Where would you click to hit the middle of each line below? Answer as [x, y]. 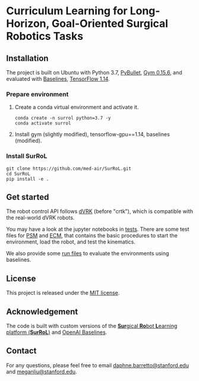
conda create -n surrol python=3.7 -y [63, 118]
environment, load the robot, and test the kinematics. [71, 242]
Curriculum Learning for [67, 11]
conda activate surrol [43, 123]
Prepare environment [37, 94]
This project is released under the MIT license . [63, 293]
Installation [27, 58]
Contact [21, 351]
